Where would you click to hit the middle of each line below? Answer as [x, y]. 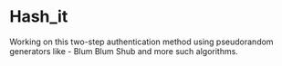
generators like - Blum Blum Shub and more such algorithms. [124, 51]
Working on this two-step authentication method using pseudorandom [141, 42]
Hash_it [39, 17]
